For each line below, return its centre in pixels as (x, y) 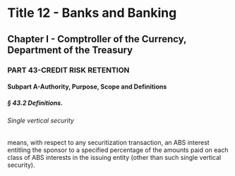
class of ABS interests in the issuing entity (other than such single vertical (114, 157)
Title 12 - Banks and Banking (92, 13)
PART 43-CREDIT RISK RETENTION (68, 70)
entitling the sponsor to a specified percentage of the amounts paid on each (118, 150)
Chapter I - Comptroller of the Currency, (97, 39)
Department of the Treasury (70, 50)
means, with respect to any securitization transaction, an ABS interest (108, 142)
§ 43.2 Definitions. (35, 103)
